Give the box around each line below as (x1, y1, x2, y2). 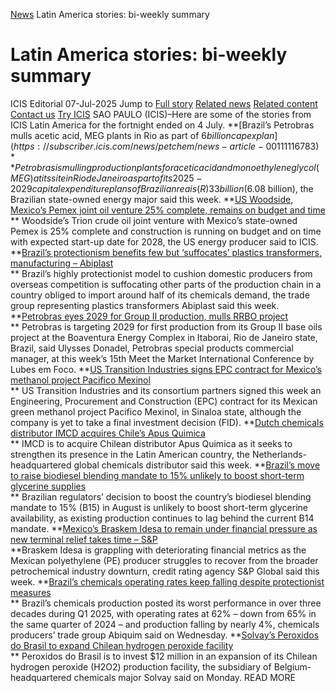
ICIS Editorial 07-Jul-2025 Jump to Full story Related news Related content (10, 97, 318, 109)
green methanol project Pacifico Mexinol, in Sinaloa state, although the (10, 405, 302, 418)
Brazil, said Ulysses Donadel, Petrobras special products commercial (10, 342, 294, 354)
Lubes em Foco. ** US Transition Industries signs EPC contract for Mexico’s (10, 363, 322, 375)
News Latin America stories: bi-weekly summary (10, 9, 210, 20)
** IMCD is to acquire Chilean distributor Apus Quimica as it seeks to (10, 437, 293, 449)
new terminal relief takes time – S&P (10, 533, 158, 545)
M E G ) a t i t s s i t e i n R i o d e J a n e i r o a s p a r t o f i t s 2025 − (10, 172, 203, 184)
